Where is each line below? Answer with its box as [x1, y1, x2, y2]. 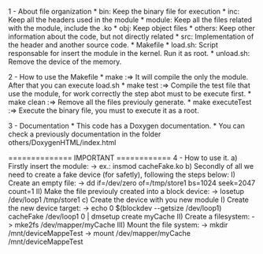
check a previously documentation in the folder [8, 129, 161, 139]
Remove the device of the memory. [8, 57, 122, 66]
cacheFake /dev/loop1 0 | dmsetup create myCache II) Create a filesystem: [8, 212, 250, 221]
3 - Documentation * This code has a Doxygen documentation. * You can [8, 121, 246, 130]
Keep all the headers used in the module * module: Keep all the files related [8, 15, 253, 24]
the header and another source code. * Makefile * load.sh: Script [8, 40, 218, 50]
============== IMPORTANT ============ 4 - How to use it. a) [8, 153, 238, 162]
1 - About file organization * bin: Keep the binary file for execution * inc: [8, 7, 240, 16]
